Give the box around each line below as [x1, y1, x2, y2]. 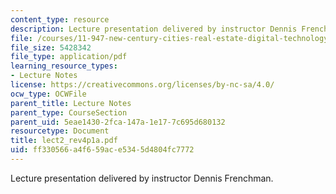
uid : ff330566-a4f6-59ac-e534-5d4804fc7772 [10, 145, 195, 155]
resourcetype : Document [10, 126, 110, 136]
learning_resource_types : [10, 61, 118, 71]
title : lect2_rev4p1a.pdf [10, 136, 118, 146]
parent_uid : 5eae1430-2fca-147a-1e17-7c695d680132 [10, 117, 226, 127]
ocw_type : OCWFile [10, 89, 87, 99]
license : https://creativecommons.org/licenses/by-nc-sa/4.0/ [10, 80, 275, 90]
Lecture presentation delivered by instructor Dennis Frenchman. [10, 172, 274, 184]
